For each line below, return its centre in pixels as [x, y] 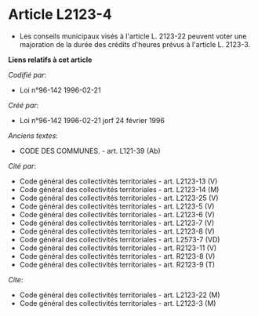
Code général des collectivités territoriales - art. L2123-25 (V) [119, 198]
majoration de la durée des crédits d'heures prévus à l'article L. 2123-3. [135, 44]
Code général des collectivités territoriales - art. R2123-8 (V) [117, 256]
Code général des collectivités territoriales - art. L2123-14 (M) [119, 189]
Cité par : [22, 165]
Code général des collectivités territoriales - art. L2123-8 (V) [117, 231]
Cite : [16, 279]
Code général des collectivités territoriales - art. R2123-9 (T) [117, 264]
